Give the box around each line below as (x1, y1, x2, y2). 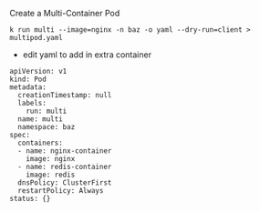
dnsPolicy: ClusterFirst (17, 178, 112, 187)
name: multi (17, 115, 64, 124)
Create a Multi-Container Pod (9, 8, 120, 18)
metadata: (9, 83, 47, 92)
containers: (17, 138, 64, 147)
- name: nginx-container (17, 146, 112, 156)
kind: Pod (9, 75, 47, 84)
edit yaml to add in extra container (22, 49, 152, 60)
